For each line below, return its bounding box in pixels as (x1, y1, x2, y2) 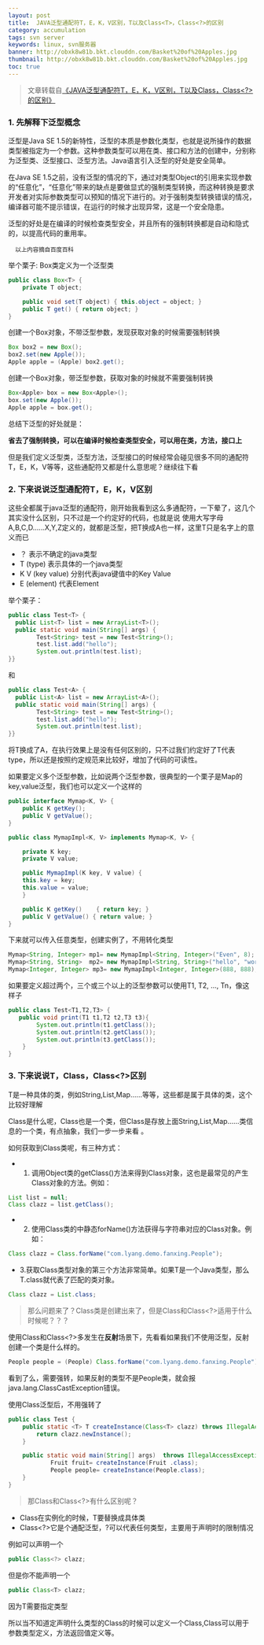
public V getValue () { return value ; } (22, 912, 153, 921)
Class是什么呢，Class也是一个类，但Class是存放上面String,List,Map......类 (8, 1116, 247, 1126)
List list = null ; (8, 1193, 68, 1201)
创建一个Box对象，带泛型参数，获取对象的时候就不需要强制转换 (8, 373, 214, 383)
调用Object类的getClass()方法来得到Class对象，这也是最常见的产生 (31, 1168, 249, 1177)
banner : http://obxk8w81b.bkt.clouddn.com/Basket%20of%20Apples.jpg (8, 48, 237, 56)
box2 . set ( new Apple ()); (8, 351, 86, 359)
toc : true (8, 63, 41, 71)
